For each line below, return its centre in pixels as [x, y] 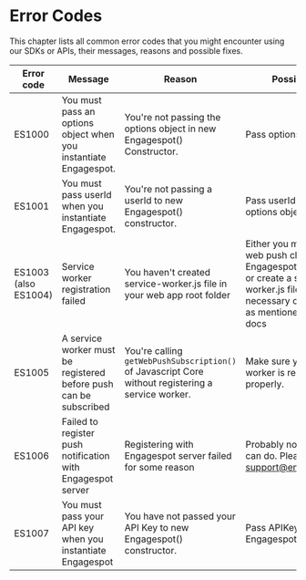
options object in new [170, 129]
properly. [265, 384]
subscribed [86, 407]
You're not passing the [173, 117]
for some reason [159, 467]
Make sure [268, 361]
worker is [265, 372]
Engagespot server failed [178, 455]
